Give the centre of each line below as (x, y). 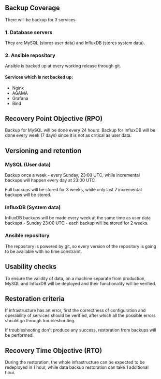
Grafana (20, 98)
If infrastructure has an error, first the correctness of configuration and (75, 311)
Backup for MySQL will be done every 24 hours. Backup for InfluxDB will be (80, 130)
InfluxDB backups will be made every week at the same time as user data (78, 218)
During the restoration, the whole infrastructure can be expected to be (75, 362)
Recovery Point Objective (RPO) (54, 119)
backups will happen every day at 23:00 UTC (50, 180)
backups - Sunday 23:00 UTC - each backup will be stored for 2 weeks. (77, 223)
